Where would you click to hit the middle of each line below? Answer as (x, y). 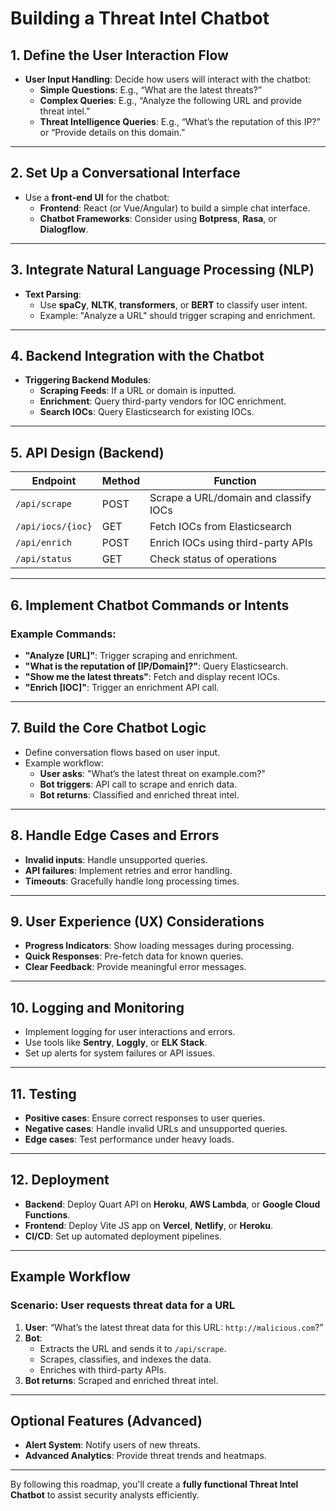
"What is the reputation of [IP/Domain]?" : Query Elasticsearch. (156, 666)
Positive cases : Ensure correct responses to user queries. (145, 1118)
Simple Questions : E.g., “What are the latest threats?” (151, 90)
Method (120, 481)
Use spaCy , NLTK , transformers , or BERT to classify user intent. (173, 304)
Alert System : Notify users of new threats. (112, 1445)
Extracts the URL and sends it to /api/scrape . (133, 1348)
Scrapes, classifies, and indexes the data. (125, 1359)
